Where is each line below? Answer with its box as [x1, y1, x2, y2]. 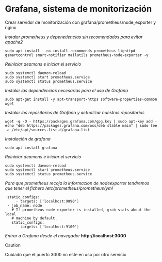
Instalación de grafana [5, 136, 51, 141]
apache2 [5, 39, 23, 45]
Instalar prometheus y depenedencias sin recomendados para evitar [5, 34, 143, 40]
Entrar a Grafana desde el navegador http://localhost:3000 [5, 232, 126, 238]
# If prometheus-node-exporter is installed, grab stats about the [11, 207, 151, 212]
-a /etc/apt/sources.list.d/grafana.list [5, 127, 90, 132]
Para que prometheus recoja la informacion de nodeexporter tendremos [5, 180, 149, 186]
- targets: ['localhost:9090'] [16, 199, 79, 204]
